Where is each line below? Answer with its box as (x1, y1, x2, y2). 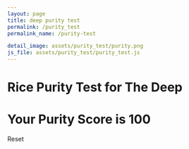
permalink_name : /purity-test (7, 30, 97, 37)
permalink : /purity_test (7, 23, 80, 30)
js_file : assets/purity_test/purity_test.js (7, 49, 140, 56)
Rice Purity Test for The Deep (7, 79, 183, 96)
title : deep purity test (7, 17, 80, 24)
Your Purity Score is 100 (7, 112, 151, 127)
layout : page (7, 10, 46, 18)
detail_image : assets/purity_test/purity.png (7, 43, 143, 50)
